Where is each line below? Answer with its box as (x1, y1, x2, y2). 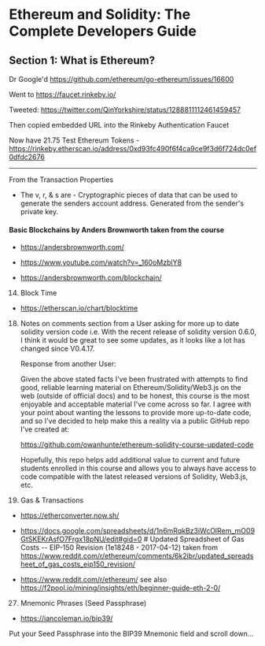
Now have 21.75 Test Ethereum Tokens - (9, 136, 140, 145)
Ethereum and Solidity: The (9, 6, 191, 24)
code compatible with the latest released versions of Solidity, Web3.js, (20, 472, 248, 481)
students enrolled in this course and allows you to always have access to (20, 463, 256, 473)
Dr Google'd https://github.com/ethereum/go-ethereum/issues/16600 (9, 75, 234, 84)
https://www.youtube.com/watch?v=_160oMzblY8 (20, 258, 182, 267)
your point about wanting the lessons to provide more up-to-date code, (20, 408, 252, 418)
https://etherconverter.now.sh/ (20, 510, 120, 521)
